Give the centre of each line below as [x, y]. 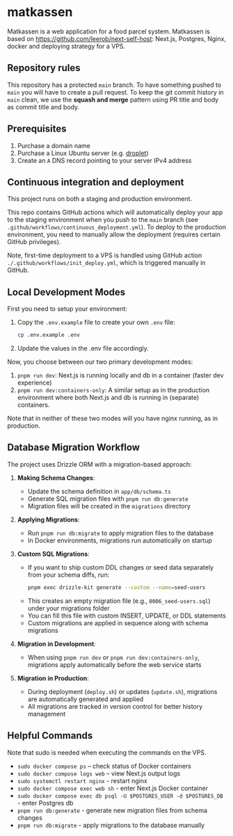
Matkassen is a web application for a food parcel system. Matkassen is [109, 31]
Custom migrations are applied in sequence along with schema [118, 622]
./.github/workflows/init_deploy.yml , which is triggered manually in [106, 263]
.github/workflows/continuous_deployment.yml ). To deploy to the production [117, 227]
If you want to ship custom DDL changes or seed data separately [121, 567]
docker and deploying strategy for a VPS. [66, 46]
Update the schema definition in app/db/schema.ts [99, 491]
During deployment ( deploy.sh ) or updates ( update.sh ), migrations [122, 691]
